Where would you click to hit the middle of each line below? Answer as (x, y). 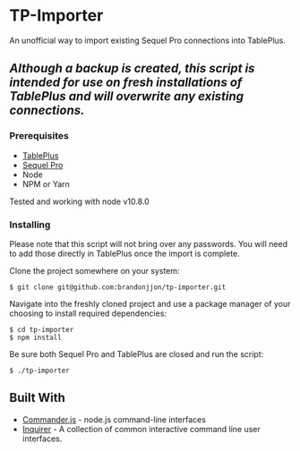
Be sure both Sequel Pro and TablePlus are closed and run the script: (137, 353)
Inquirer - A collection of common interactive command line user (141, 429)
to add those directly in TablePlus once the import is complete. (124, 253)
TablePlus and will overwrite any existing (127, 96)
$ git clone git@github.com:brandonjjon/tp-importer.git (118, 287)
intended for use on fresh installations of (126, 83)
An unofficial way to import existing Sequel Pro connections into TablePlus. (148, 40)
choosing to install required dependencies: (88, 313)
